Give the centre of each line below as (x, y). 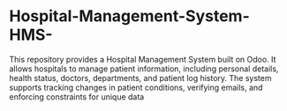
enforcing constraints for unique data (77, 96)
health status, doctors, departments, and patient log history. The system (140, 78)
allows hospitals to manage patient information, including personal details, (144, 69)
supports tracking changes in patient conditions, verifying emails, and (136, 87)
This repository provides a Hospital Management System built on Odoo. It (143, 59)
